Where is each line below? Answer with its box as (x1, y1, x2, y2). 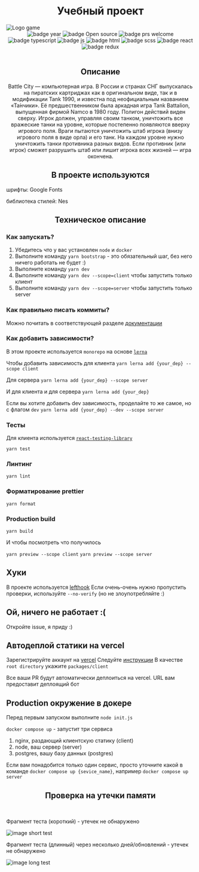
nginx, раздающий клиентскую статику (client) (14, 737, 134, 745)
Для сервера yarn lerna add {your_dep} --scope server (6, 376, 148, 384)
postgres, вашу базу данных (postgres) (14, 750, 114, 757)
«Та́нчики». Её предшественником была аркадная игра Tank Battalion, (11, 102, 190, 109)
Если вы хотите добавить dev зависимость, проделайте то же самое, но (6, 399, 191, 406)
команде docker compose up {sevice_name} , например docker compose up (6, 768, 189, 775)
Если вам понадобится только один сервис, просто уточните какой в (6, 761, 183, 768)
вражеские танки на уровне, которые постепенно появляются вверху (11, 121, 190, 128)
